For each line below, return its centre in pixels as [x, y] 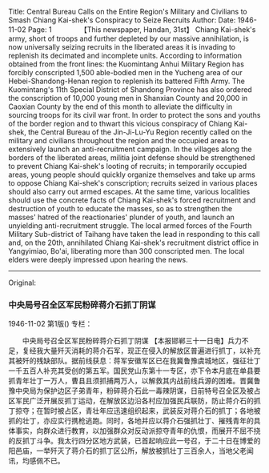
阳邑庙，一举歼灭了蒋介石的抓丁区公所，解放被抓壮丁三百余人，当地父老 [127, 451]
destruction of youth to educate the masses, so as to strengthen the [120, 208]
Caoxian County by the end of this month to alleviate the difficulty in [120, 106]
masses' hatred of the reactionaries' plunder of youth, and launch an [121, 217]
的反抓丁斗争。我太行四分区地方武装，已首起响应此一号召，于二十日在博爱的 [134, 441]
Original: [22, 283]
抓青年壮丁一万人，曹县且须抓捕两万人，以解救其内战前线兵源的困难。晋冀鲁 [134, 381]
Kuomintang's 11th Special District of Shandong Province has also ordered [130, 90]
